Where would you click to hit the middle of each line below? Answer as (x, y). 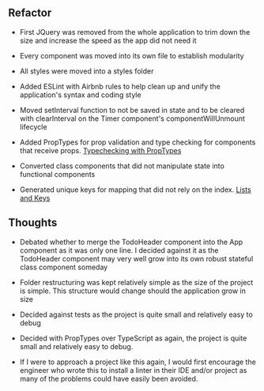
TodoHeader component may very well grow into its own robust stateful (136, 258)
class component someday (64, 267)
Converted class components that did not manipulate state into (122, 166)
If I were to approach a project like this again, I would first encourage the (138, 362)
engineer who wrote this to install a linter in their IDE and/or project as (133, 370)
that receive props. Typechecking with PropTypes (100, 150)
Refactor (30, 13)
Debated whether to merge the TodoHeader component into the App (131, 242)
